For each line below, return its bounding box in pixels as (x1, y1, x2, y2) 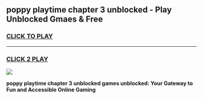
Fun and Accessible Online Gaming (6, 86, 96, 93)
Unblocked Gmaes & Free (6, 14, 103, 25)
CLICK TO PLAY (6, 32, 53, 41)
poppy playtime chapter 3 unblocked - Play (6, 5, 172, 15)
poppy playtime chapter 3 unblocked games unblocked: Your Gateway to (6, 79, 193, 86)
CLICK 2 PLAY (6, 55, 48, 63)
